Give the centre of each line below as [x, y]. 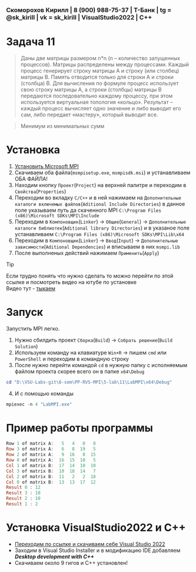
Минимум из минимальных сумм [62, 126]
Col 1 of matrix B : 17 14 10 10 [51, 465]
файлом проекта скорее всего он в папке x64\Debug [79, 371]
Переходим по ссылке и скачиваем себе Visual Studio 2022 [90, 544]
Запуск [25, 312]
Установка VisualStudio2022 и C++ [96, 528]
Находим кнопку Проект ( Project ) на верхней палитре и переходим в [100, 185]
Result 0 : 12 [24, 488]
